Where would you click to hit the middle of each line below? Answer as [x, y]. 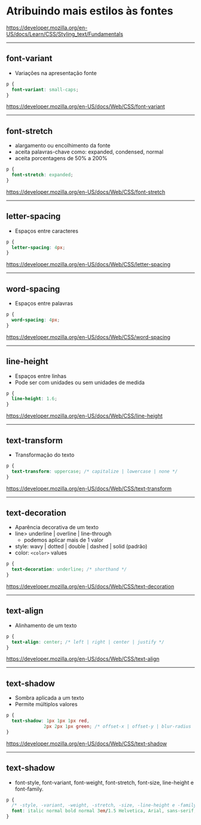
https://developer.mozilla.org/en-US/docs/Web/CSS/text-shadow [87, 743]
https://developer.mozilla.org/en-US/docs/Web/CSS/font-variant [86, 107]
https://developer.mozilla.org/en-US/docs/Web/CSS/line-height [84, 416]
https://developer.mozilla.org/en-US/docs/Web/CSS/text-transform [89, 488]
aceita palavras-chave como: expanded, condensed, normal [89, 152]
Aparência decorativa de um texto [57, 527]
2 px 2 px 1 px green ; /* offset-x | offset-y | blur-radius [118, 727]
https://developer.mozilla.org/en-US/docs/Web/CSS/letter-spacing [88, 265]
